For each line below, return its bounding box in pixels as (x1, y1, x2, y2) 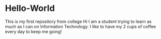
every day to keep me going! (5, 29, 62, 34)
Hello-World (5, 3, 55, 14)
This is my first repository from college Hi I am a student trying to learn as (5, 19, 152, 24)
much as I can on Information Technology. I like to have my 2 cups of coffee (5, 23, 156, 29)
